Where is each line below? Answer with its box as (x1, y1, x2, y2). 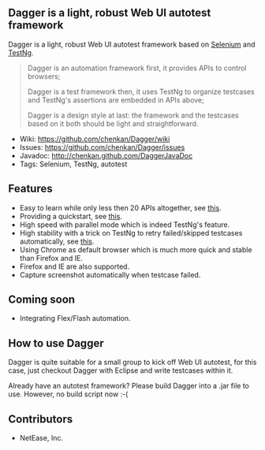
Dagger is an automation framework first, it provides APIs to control (27, 63, 247, 73)
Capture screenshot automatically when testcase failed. (19, 270, 201, 279)
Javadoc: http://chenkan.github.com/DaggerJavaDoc (19, 151, 193, 160)
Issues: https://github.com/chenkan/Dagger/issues (19, 142, 185, 152)
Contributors (8, 412, 73, 426)
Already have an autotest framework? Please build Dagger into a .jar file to (8, 381, 250, 391)
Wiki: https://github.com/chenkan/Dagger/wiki (19, 134, 170, 143)
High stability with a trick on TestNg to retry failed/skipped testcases (19, 228, 243, 237)
